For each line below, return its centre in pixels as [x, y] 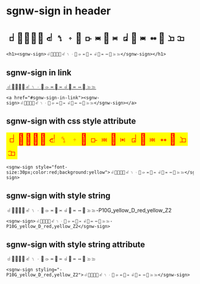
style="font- [51, 167]
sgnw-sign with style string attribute [76, 244]
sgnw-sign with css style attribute [71, 121]
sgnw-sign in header [59, 11]
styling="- [49, 270]
